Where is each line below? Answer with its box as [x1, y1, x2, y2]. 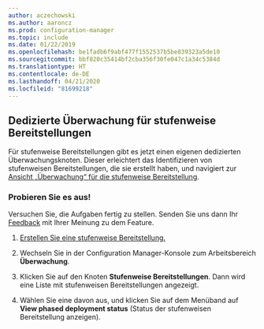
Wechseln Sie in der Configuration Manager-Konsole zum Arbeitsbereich [19, 249, 256, 258]
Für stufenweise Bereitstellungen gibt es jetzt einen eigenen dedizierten [8, 147, 242, 157]
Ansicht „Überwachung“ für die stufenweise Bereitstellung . [8, 172, 199, 182]
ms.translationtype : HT [8, 63, 87, 71]
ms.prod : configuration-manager [8, 26, 114, 34]
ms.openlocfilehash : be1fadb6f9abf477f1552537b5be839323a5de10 [8, 48, 221, 56]
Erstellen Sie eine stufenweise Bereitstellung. [19, 233, 166, 242]
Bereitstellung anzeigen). [19, 312, 101, 322]
